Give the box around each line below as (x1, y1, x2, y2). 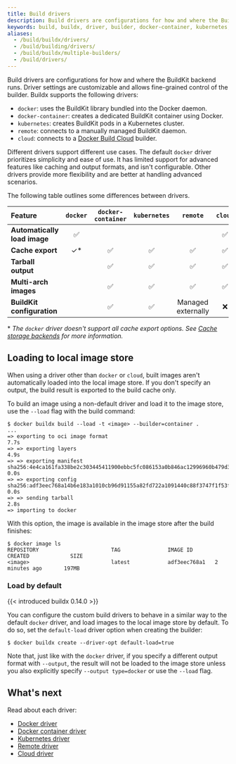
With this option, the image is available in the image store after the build (7, 519, 214, 527)
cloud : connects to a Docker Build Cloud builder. (17, 134, 157, 142)
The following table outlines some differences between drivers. (7, 191, 190, 199)
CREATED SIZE (7, 552, 83, 560)
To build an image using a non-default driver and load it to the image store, (7, 399, 224, 408)
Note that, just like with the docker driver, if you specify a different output (7, 651, 218, 660)
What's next (7, 687, 62, 699)
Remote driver (17, 741, 59, 750)
